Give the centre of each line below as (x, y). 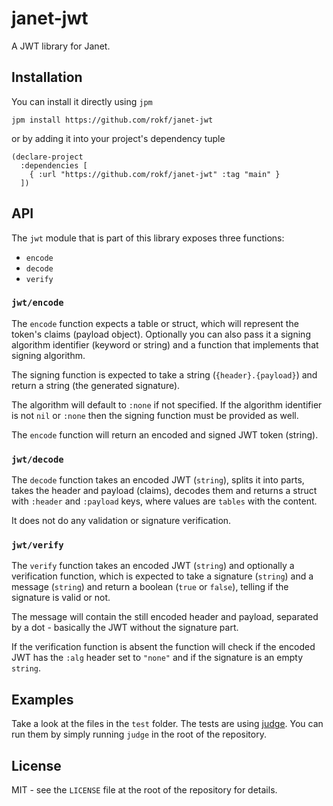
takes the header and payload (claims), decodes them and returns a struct (164, 491)
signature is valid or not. (61, 598)
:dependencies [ (54, 165)
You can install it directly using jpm (82, 101)
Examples (42, 699)
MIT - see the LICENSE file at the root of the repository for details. (144, 790)
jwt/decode (37, 459)
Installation (47, 77)
